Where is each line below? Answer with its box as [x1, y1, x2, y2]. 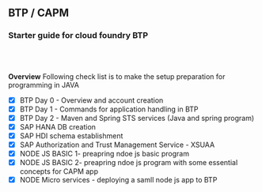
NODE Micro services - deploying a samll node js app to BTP [19, 175, 218, 185]
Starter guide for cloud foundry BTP [8, 30, 149, 41]
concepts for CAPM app [19, 167, 99, 176]
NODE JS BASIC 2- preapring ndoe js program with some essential [19, 158, 238, 168]
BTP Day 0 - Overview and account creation [19, 95, 164, 105]
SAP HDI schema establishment [19, 130, 123, 141]
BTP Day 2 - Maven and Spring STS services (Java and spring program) [19, 113, 255, 122]
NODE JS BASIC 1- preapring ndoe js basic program [19, 149, 190, 159]
